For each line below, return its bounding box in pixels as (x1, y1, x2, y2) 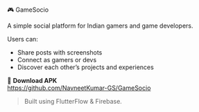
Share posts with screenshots (17, 48, 103, 57)
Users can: (7, 35, 38, 43)
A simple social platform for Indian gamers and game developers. (7, 21, 193, 30)
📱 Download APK (7, 77, 58, 84)
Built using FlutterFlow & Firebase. (24, 97, 123, 105)
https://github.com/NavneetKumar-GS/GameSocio (7, 84, 151, 92)
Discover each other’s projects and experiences (17, 63, 154, 71)
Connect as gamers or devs (17, 56, 97, 64)
